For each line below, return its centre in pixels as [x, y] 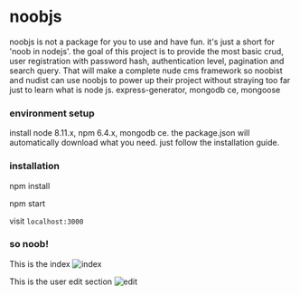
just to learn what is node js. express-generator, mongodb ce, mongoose [145, 90]
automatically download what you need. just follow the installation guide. [145, 143]
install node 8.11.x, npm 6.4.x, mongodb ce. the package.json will [130, 133]
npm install [30, 186]
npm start [28, 203]
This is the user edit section [61, 281]
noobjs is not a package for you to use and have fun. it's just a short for [142, 42]
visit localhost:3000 [47, 221]
